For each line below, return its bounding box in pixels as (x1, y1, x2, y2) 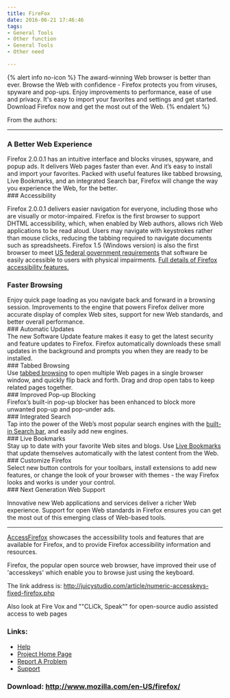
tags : (7, 23, 23, 30)
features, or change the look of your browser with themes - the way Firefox (7, 471, 219, 480)
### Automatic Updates (7, 325, 75, 333)
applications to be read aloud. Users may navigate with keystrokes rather (7, 227, 214, 235)
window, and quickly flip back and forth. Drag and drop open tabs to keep (7, 376, 215, 385)
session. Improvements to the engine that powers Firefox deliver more (7, 303, 205, 311)
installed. (7, 354, 33, 363)
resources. (7, 548, 38, 556)
